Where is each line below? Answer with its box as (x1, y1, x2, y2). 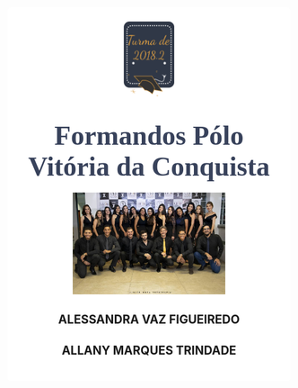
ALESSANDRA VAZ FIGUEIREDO (57, 312, 241, 328)
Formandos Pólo (54, 120, 244, 150)
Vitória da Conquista (28, 150, 270, 182)
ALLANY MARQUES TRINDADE (61, 342, 237, 357)
